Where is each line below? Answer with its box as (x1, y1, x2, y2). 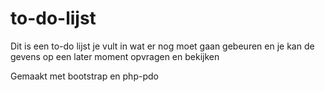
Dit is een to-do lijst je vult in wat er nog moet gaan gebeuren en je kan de (10, 40, 315, 52)
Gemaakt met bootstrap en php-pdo (10, 70, 159, 82)
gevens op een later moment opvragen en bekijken (10, 50, 220, 62)
